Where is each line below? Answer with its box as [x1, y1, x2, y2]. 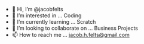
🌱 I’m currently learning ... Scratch [11, 18, 96, 25]
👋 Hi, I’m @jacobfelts [11, 6, 64, 12]
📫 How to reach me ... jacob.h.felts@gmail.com [11, 32, 130, 38]
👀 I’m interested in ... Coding [11, 12, 82, 19]
